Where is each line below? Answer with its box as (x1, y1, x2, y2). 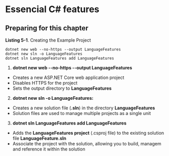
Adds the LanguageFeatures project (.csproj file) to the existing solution (12, 130, 164, 136)
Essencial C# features (5, 4, 100, 15)
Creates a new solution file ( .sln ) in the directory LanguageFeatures (12, 105, 155, 111)
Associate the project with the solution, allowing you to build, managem (12, 141, 161, 146)
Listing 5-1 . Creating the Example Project (5, 37, 91, 43)
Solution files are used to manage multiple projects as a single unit (12, 110, 151, 116)
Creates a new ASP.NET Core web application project (12, 74, 124, 81)
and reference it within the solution (12, 146, 86, 152)
